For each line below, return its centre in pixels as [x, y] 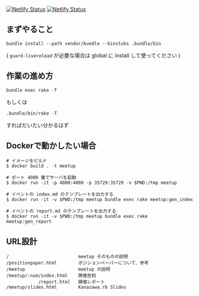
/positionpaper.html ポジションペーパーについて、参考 [77, 263]
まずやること [30, 30]
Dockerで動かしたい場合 [51, 146]
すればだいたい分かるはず [38, 125]
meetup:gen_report [29, 222]
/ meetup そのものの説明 [67, 257]
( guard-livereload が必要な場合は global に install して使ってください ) [93, 55]
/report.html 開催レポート [71, 282]
